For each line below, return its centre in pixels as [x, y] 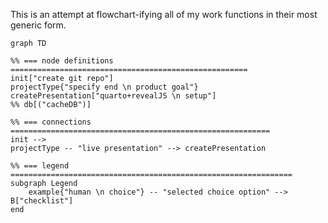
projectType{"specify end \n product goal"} [104, 87]
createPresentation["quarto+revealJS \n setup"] [113, 96]
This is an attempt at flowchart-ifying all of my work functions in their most [164, 14]
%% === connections [51, 122]
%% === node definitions [62, 61]
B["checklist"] [42, 201]
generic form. [38, 25]
